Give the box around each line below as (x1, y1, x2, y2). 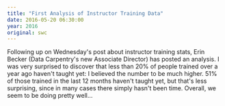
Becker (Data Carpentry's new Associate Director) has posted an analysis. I (7, 55, 220, 64)
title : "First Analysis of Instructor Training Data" (7, 10, 164, 17)
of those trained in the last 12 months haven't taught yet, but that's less (7, 77, 207, 85)
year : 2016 (7, 23, 38, 29)
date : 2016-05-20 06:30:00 (7, 16, 84, 23)
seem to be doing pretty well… (7, 92, 93, 100)
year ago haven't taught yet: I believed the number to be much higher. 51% (7, 70, 217, 78)
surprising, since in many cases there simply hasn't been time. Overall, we (7, 84, 217, 92)
